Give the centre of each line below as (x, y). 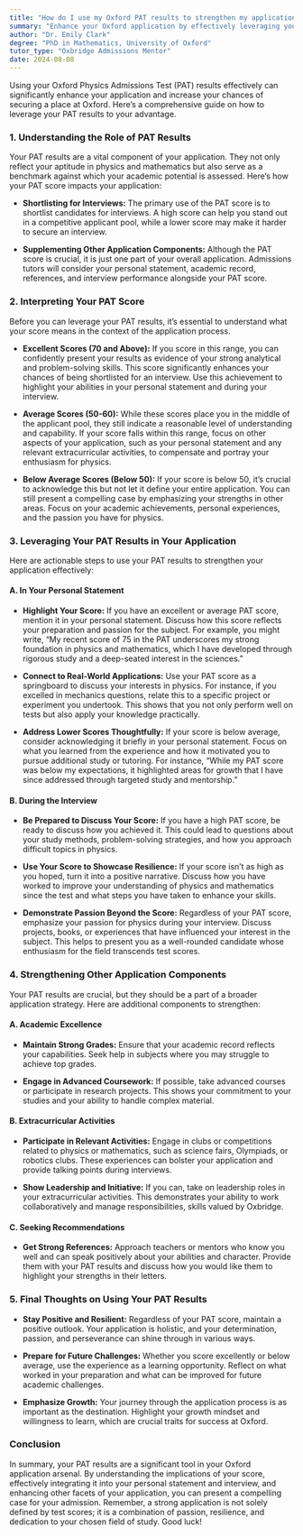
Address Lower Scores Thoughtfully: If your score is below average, (151, 732)
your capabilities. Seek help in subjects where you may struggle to (146, 1054)
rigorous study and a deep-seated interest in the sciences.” (133, 658)
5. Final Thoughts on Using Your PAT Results (108, 1300)
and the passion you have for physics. (93, 517)
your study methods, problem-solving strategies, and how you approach (157, 840)
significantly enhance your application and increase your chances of (137, 95)
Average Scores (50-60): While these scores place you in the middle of (156, 414)
